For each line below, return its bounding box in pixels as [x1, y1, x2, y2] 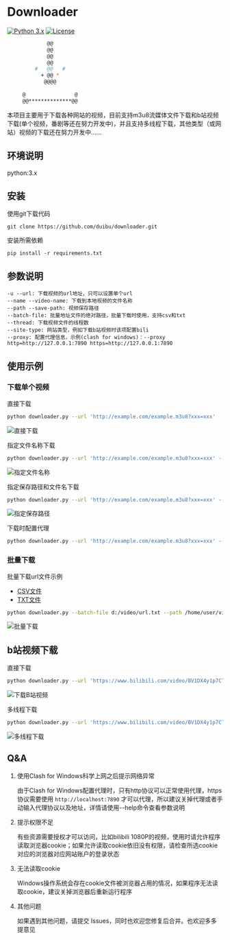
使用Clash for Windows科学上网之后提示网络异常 [16, 771, 155, 779]
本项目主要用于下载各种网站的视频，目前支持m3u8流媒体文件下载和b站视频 [7, 110, 219, 119]
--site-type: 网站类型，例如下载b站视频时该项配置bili [7, 327, 149, 333]
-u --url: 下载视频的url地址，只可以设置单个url [7, 290, 133, 297]
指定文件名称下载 [7, 440, 55, 449]
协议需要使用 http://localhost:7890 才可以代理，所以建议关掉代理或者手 [16, 795, 224, 803]
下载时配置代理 [7, 524, 49, 532]
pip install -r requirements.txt [7, 250, 103, 257]
